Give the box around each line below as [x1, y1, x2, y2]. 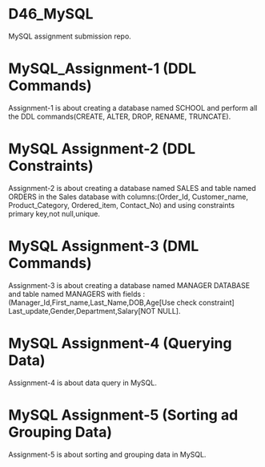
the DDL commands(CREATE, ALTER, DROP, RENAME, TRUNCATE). [8, 112, 231, 121]
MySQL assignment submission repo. [8, 31, 132, 41]
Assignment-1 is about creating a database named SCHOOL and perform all [8, 103, 258, 112]
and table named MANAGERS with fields [8, 289, 142, 298]
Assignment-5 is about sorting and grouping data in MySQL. [8, 449, 207, 459]
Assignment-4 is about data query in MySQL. [8, 378, 158, 388]
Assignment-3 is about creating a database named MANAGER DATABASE [8, 280, 251, 290]
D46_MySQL [8, 5, 94, 23]
